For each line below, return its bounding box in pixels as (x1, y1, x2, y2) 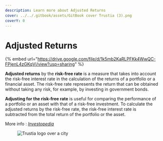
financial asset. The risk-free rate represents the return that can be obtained (5, 81, 159, 87)
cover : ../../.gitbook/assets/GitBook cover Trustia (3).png (5, 13, 132, 18)
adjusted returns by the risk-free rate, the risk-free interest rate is (5, 106, 137, 112)
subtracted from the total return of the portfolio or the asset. (5, 112, 126, 117)
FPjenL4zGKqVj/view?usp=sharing (5, 61, 75, 67)
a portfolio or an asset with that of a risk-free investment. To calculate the (5, 101, 153, 107)
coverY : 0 (5, 18, 25, 23)
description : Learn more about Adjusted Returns (5, 8, 106, 13)
